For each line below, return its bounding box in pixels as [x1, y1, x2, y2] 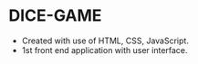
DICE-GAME [8, 5, 102, 26]
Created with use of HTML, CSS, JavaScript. [21, 35, 189, 46]
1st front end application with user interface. [21, 44, 188, 55]
